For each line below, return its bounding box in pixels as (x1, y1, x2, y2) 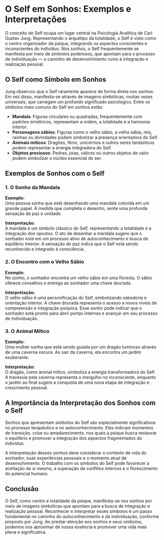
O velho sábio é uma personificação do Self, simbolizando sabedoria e (5, 295, 147, 301)
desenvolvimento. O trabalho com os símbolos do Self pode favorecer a (5, 460, 150, 466)
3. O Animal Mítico (5, 328, 50, 334)
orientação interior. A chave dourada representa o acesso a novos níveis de (5, 300, 157, 305)
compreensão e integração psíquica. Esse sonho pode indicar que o (5, 305, 143, 311)
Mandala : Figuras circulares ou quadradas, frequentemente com (12, 114, 143, 119)
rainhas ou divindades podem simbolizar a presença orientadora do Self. (12, 134, 159, 140)
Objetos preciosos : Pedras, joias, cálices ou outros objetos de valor (12, 150, 149, 156)
